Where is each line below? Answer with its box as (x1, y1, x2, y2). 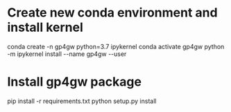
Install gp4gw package (7, 74, 142, 90)
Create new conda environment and (7, 5, 218, 21)
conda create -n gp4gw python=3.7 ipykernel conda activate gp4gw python (7, 42, 225, 50)
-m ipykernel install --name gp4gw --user (7, 50, 127, 58)
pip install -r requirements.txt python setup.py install (7, 97, 157, 105)
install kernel (7, 19, 83, 35)
